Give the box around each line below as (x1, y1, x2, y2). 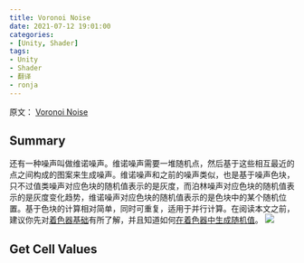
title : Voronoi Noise (9, 13, 91, 23)
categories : (9, 30, 54, 39)
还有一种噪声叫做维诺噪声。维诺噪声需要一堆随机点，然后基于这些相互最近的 (9, 158, 295, 169)
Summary (9, 133, 66, 149)
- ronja (9, 80, 39, 89)
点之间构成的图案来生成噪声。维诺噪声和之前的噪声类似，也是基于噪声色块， (9, 169, 295, 181)
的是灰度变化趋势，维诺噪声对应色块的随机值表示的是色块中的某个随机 (16, 192, 279, 203)
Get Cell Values (9, 241, 98, 257)
